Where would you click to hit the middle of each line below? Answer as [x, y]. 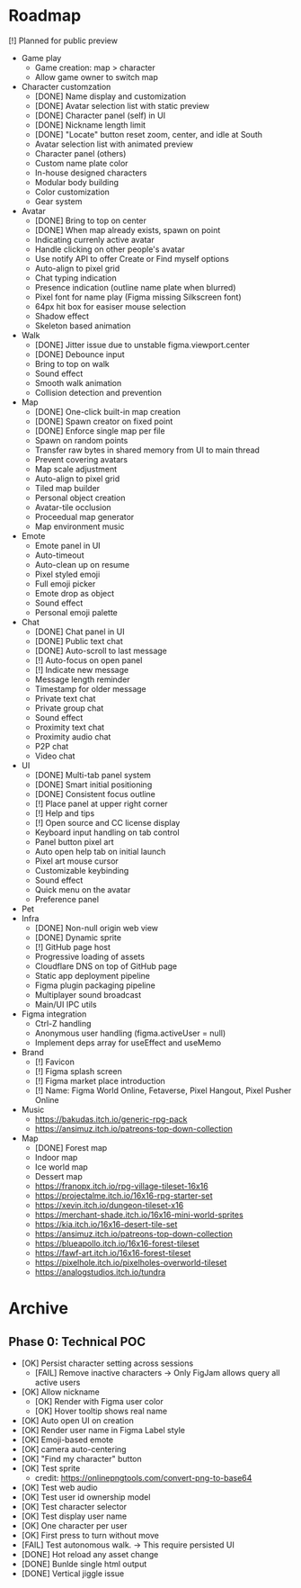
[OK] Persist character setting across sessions [107, 1363]
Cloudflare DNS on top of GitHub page [106, 966]
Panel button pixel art [74, 841]
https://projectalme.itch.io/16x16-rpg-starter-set [124, 1195]
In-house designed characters [91, 173]
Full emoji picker [65, 583]
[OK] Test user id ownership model [86, 1497]
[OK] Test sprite [51, 1468]
